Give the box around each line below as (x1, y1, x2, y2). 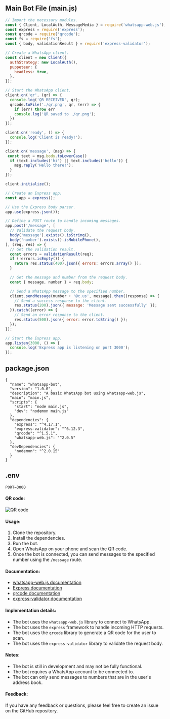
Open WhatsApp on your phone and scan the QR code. (12, 546, 127, 552)
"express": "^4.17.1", (14, 422, 62, 427)
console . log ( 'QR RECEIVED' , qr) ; (10, 97, 80, 102)
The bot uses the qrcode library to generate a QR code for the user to (12, 630, 156, 636)
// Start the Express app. (5, 335, 62, 341)
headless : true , (14, 69, 49, 74)
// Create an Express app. (5, 191, 62, 196)
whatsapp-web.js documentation (12, 579, 82, 586)
